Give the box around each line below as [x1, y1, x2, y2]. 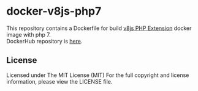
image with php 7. [6, 31, 51, 38]
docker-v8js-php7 [6, 4, 102, 18]
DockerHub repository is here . [6, 37, 83, 45]
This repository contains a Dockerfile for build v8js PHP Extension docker [6, 24, 192, 32]
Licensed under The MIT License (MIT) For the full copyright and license [6, 71, 189, 79]
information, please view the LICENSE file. [6, 78, 113, 85]
